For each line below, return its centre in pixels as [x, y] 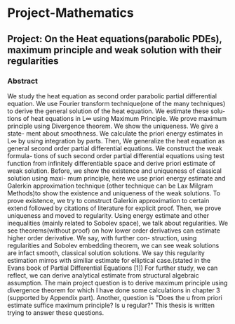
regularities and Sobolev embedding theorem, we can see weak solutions [113, 245]
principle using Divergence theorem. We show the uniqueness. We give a [113, 126]
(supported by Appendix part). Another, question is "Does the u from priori [115, 297]
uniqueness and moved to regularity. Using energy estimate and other [108, 215]
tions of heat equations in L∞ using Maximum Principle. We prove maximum [117, 118]
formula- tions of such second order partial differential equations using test [116, 155]
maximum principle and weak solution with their [115, 50]
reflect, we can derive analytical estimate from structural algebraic [103, 275]
